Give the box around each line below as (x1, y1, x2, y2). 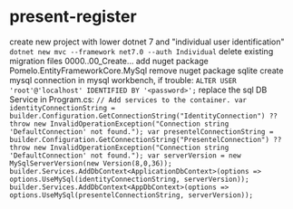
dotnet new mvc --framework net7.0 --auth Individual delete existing (9, 45, 274, 56)
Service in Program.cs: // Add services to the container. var (9, 93, 248, 105)
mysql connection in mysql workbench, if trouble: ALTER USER (9, 74, 238, 85)
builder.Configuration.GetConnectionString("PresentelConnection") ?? (9, 135, 282, 144)
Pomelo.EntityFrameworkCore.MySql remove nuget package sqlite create (9, 65, 284, 76)
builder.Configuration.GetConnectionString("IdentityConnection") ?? (9, 111, 278, 120)
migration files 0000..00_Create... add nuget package (9, 55, 209, 66)
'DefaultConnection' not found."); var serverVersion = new (9, 151, 242, 160)
